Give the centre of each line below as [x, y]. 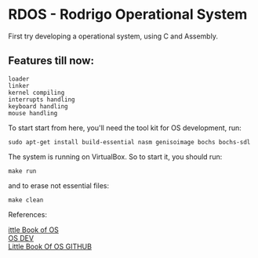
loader [19, 79]
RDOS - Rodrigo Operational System [128, 15]
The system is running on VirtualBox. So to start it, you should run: [115, 156]
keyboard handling [38, 106]
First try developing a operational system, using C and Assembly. [113, 36]
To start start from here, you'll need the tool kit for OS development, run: [125, 128]
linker [19, 85]
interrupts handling [42, 100]
